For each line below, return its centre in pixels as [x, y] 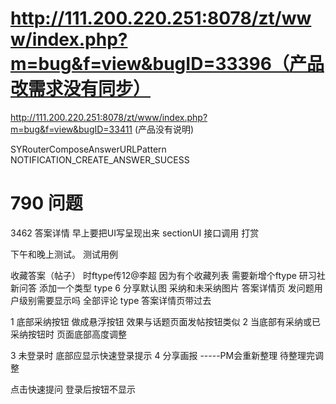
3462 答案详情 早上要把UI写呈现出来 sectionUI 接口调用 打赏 [135, 233]
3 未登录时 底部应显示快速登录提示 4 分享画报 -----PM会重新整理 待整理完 [163, 355]
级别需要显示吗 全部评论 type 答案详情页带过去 [115, 300]
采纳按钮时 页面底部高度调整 [68, 334]
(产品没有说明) [164, 129]
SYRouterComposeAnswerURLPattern [88, 149]
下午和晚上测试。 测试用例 [64, 254]
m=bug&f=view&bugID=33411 [71, 129]
